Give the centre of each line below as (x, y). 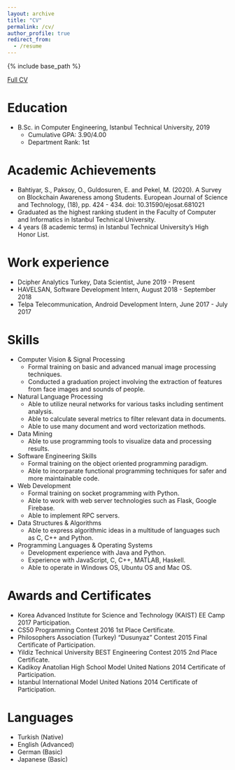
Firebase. (41, 508)
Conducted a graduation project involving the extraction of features (125, 381)
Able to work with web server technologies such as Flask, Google (122, 500)
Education (37, 108)
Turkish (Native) (41, 737)
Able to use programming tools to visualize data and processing (120, 441)
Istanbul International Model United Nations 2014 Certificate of (107, 682)
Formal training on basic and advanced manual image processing (122, 366)
